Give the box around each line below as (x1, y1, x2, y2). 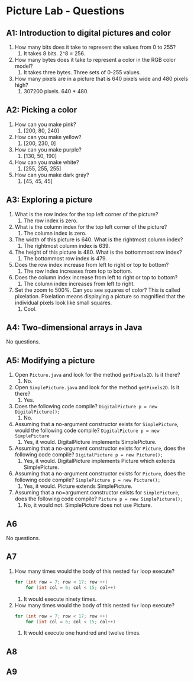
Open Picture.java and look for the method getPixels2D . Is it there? (14, 371, 180, 379)
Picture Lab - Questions (6, 4, 125, 18)
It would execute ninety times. (23, 595, 97, 603)
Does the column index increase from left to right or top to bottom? (14, 273, 178, 280)
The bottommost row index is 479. (23, 254, 108, 262)
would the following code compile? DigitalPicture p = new (14, 427, 160, 434)
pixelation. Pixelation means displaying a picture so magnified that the (14, 292, 185, 299)
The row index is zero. (23, 217, 78, 224)
